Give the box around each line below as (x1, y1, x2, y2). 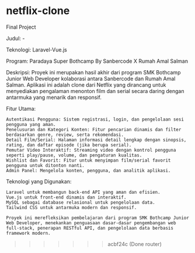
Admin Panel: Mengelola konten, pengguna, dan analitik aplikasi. (6, 167, 171, 173)
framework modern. (6, 230, 51, 236)
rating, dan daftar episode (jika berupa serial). (6, 142, 132, 148)
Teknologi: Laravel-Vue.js (6, 46, 67, 53)
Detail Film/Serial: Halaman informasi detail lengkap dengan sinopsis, (6, 136, 187, 143)
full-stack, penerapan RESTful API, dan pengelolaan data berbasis (6, 225, 174, 231)
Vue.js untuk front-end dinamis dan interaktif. (6, 194, 127, 200)
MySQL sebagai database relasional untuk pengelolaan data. (6, 199, 156, 206)
